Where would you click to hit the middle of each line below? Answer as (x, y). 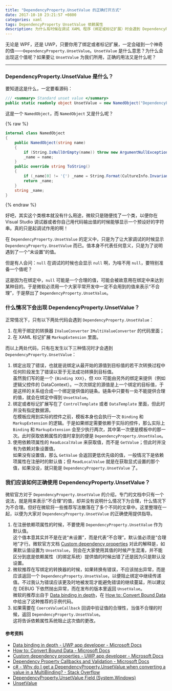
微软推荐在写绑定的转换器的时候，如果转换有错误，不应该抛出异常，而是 (89, 570)
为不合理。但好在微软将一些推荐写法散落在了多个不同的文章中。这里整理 (81, 507)
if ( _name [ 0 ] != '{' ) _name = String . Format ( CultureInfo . (87, 176)
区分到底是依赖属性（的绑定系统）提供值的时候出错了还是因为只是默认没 (89, 557)
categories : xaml (24, 19)
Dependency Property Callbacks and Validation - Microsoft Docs (81, 661)
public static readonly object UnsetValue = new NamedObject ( (73, 103)
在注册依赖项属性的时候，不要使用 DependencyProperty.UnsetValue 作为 (88, 525)
